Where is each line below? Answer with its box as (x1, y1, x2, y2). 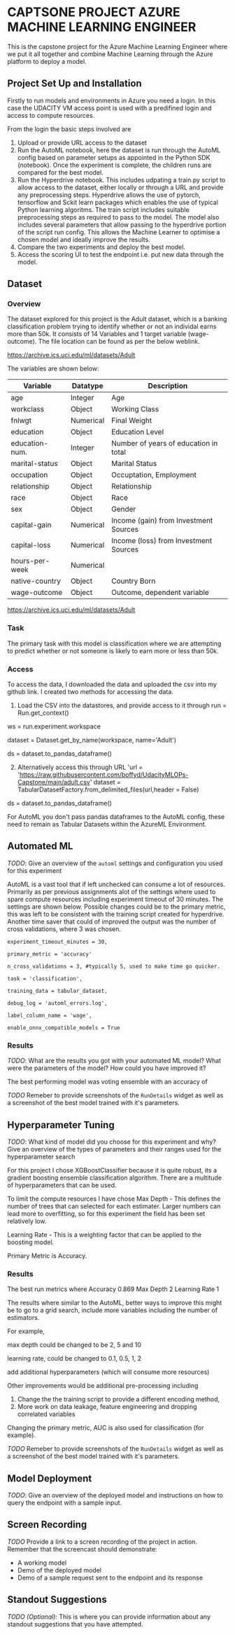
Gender (111, 505, 136, 514)
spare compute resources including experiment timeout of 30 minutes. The (7, 895, 224, 903)
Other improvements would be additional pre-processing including (7, 1382, 199, 1390)
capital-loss (10, 540, 51, 550)
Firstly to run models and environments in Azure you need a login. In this (7, 96, 216, 105)
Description (148, 381, 188, 391)
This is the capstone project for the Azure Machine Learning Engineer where (7, 42, 228, 51)
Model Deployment (7, 1472, 92, 1484)
